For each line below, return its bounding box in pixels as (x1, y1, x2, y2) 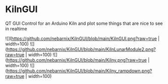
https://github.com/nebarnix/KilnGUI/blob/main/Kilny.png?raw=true (7, 57, 147, 63)
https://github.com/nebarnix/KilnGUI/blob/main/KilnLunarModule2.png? (7, 46, 156, 52)
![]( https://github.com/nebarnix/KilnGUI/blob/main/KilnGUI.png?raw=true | (5, 35, 160, 41)
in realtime (5, 25, 27, 31)
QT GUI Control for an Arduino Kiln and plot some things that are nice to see (5, 20, 163, 26)
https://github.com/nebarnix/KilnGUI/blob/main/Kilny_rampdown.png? (7, 67, 152, 74)
